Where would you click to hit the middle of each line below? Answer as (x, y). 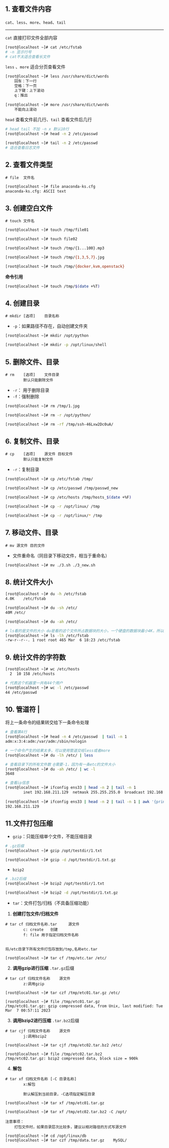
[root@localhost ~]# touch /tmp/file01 (47, 230)
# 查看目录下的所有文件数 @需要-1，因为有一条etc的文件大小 (60, 764)
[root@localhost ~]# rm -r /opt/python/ (48, 415)
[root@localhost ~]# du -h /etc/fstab (46, 594)
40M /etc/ (16, 612)
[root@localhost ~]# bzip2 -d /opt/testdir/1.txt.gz (62, 893)
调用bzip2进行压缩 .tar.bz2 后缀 (46, 1020)
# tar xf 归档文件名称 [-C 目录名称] (41, 1079)
